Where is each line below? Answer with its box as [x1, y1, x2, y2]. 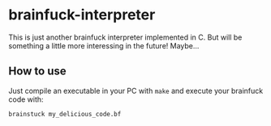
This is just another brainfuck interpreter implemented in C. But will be [8, 32, 243, 42]
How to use [8, 65, 67, 78]
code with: [8, 94, 44, 104]
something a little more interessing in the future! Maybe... [8, 40, 200, 50]
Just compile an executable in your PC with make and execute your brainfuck [8, 86, 264, 95]
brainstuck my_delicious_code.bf [8, 110, 122, 118]
